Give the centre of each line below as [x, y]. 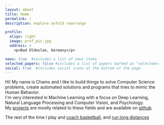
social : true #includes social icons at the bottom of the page [73, 68]
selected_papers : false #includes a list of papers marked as [70, 63]
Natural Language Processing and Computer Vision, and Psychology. [74, 103]
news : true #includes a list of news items [51, 59]
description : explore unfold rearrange [46, 23]
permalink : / [18, 19]
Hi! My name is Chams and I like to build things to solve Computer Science [80, 82]
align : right [23, 37]
